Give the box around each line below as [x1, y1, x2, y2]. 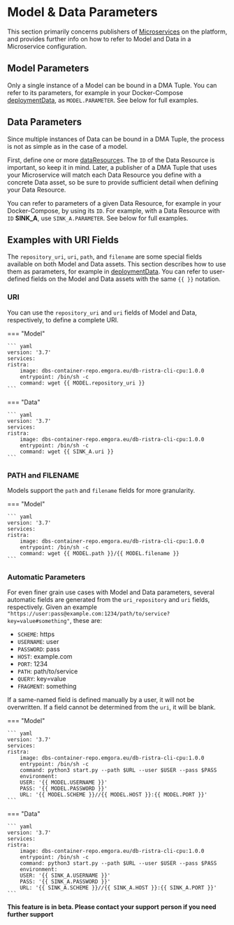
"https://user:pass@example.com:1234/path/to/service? [7, 610, 170, 617]
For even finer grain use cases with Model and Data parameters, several [7, 588, 215, 596]
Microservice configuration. [7, 42, 87, 50]
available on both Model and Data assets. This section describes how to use [7, 260, 226, 268]
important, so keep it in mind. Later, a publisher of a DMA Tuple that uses [7, 163, 217, 171]
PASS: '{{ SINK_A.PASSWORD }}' [20, 878, 111, 885]
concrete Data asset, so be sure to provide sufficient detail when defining [7, 178, 219, 186]
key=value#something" [7, 618, 71, 625]
